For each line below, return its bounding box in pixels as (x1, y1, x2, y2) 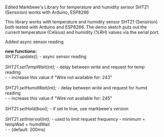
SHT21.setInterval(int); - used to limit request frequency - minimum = (5, 116, 145, 122)
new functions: (5, 49, 37, 54)
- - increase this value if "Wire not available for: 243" (5, 75, 112, 80)
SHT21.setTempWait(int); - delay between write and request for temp (5, 64, 145, 70)
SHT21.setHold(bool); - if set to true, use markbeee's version (5, 106, 129, 111)
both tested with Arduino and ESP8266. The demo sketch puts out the (5, 24, 147, 30)
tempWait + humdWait (5, 121, 50, 127)
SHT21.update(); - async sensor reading (5, 54, 87, 59)
